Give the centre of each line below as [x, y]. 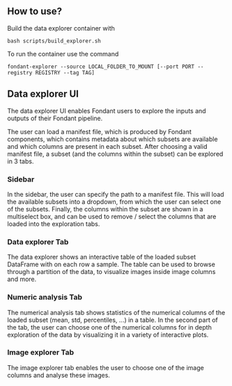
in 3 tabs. [21, 161]
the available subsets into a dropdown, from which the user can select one [114, 202]
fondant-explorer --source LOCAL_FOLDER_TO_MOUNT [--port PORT [101, 66]
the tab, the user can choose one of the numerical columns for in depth [110, 327]
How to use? [35, 11]
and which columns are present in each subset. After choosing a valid [107, 146]
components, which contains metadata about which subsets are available [113, 139]
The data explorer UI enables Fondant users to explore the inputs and [107, 111]
